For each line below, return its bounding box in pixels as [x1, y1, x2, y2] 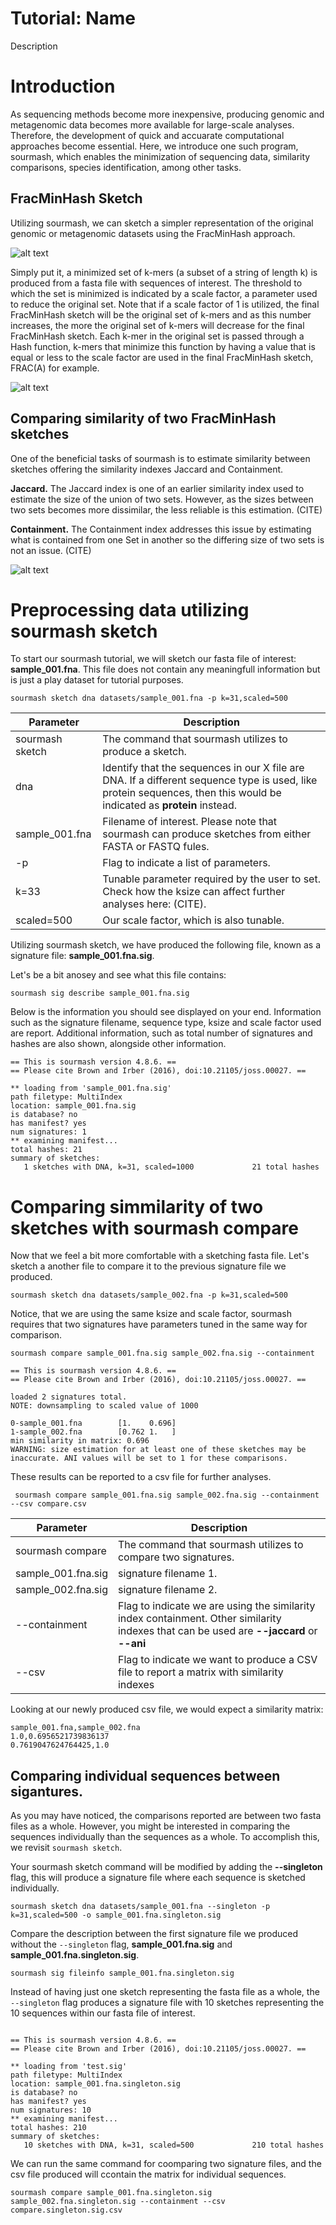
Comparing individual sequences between [10, 1767, 281, 1784]
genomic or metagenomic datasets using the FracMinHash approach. [10, 227, 296, 239]
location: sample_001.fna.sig [10, 1101, 137, 1111]
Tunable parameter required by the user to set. [102, 872, 321, 886]
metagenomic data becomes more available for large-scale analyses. [10, 118, 295, 131]
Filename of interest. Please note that [102, 815, 278, 829]
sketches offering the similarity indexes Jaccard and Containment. [10, 463, 284, 475]
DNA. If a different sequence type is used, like [102, 773, 318, 787]
